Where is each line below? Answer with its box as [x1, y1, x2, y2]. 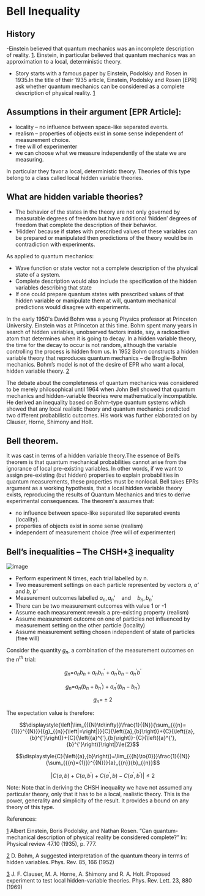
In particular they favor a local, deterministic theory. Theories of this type [6, 167, 191, 175]
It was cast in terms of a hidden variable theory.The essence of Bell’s [6, 452, 181, 460]
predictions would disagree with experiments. [15, 303, 130, 310]
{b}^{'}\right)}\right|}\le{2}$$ [66, 741, 140, 748]
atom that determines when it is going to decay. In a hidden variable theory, [6, 335, 197, 342]
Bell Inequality [6, 4, 81, 18]
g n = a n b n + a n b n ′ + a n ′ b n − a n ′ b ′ [64, 667, 142, 677]
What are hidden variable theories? [6, 192, 144, 203]
